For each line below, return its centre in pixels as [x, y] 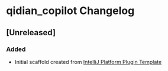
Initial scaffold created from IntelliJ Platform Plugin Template [88, 62]
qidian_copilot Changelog [70, 11]
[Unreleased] [31, 33]
